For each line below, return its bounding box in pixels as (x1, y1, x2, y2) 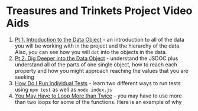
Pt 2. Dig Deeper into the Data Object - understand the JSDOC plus (14, 55, 178, 62)
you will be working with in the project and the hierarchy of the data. (14, 42, 181, 49)
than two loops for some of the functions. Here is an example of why (14, 98, 182, 105)
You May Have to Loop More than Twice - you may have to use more (14, 92, 182, 99)
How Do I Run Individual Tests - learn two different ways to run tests (14, 79, 181, 86)
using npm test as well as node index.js (14, 86, 112, 93)
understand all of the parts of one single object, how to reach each (14, 60, 177, 68)
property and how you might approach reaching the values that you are (14, 67, 189, 74)
